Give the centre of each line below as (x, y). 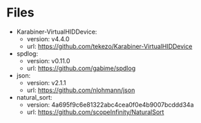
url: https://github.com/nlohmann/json (81, 90)
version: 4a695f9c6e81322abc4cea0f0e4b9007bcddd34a (110, 104)
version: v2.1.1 (46, 82)
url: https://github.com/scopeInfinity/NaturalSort (95, 112)
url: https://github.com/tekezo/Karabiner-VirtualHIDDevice (109, 46)
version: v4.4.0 (48, 38)
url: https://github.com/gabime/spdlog (81, 68)
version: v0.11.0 (48, 60)
